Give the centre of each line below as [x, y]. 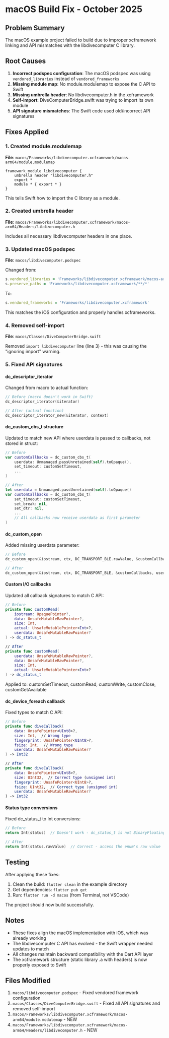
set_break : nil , [31, 504]
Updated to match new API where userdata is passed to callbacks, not [78, 438]
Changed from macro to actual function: [47, 388]
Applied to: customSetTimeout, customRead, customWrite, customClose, [80, 684]
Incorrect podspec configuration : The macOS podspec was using [81, 73]
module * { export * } [38, 184]
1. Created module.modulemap [44, 146]
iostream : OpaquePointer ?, [43, 614]
